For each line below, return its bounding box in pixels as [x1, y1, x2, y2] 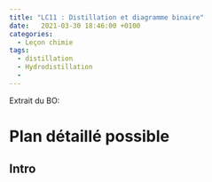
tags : [9, 46, 29, 55]
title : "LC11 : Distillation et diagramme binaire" [9, 12, 204, 22]
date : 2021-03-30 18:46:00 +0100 [9, 21, 141, 30]
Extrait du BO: [9, 95, 60, 106]
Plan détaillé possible [9, 126, 170, 146]
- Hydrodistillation [17, 63, 93, 72]
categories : [9, 29, 53, 38]
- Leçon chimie [17, 37, 74, 47]
